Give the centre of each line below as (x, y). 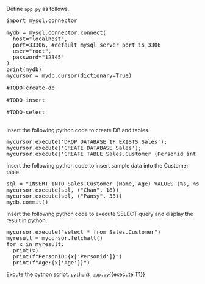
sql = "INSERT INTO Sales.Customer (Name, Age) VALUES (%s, (98, 184)
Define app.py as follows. (38, 9)
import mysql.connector (42, 21)
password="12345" (38, 57)
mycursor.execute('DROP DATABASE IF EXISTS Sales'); (87, 142)
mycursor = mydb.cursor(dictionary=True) (69, 76)
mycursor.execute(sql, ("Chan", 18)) (63, 190)
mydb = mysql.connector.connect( (56, 33)
